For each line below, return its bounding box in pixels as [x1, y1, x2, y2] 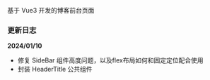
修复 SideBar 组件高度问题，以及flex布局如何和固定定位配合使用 [17, 56, 204, 65]
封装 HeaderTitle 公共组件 [17, 65, 93, 74]
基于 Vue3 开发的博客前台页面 [7, 6, 95, 14]
